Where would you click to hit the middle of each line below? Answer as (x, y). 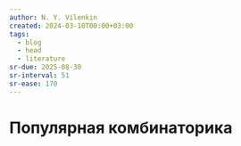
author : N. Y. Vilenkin (54, 17)
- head (29, 51)
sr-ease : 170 (33, 84)
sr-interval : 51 (39, 76)
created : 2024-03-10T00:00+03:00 (71, 26)
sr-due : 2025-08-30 (46, 68)
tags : (19, 34)
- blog (29, 42)
